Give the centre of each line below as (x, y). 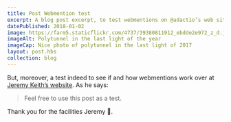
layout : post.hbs (32, 52)
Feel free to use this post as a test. (73, 98)
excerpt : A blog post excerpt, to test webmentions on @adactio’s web (110, 20)
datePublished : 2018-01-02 (46, 26)
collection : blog (32, 58)
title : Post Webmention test (49, 13)
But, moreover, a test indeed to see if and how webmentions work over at (111, 77)
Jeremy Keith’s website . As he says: (58, 85)
